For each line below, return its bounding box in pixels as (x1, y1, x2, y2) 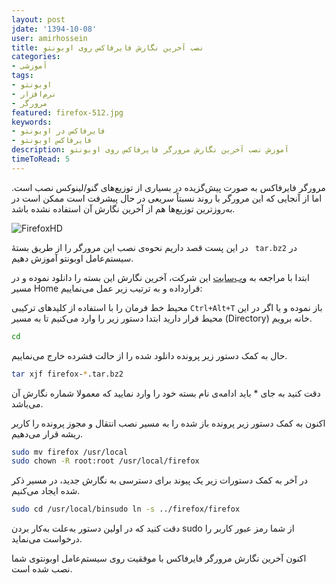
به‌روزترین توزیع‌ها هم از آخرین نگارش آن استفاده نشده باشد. (11, 202, 236, 215)
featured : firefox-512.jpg (11, 107, 124, 118)
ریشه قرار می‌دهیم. (11, 427, 83, 440)
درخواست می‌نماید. (11, 533, 83, 545)
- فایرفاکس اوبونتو (11, 136, 93, 146)
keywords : (11, 117, 53, 127)
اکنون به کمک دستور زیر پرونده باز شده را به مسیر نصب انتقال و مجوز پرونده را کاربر (11, 417, 326, 429)
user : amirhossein (11, 33, 88, 43)
